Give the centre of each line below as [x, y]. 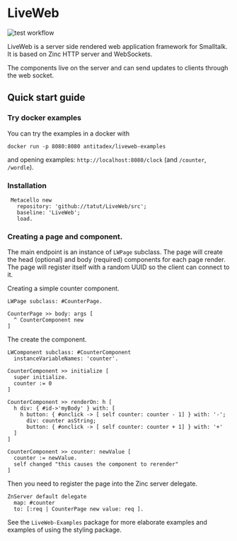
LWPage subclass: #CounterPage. [55, 302]
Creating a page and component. [65, 236]
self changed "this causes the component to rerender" [96, 464]
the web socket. [31, 75]
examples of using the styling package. [65, 530]
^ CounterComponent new [48, 320]
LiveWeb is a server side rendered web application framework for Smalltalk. [117, 46]
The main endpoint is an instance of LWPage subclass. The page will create [115, 252]
